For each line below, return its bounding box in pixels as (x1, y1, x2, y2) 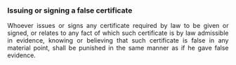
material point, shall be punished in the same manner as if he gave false (7, 44, 229, 52)
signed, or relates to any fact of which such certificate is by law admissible (7, 29, 229, 37)
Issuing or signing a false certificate (7, 6, 133, 15)
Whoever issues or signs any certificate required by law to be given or (7, 22, 229, 30)
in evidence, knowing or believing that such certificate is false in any (7, 36, 229, 45)
